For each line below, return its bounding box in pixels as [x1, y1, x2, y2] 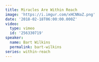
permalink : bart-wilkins [10, 44, 62, 49]
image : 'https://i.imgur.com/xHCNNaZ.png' [5, 12, 95, 17]
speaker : [5, 35, 24, 40]
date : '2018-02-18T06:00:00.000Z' [5, 16, 78, 21]
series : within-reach [5, 49, 51, 54]
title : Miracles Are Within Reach [5, 7, 78, 12]
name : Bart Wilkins [10, 40, 51, 45]
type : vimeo [10, 26, 35, 31]
